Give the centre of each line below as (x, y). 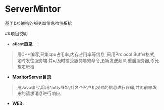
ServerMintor (33, 9)
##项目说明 (16, 33)
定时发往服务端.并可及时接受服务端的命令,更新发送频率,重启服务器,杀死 (88, 60)
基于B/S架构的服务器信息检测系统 (39, 23)
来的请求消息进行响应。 (41, 93)
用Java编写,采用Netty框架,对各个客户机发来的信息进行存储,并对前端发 (87, 87)
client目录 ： (25, 44)
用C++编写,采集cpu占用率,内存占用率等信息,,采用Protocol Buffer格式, (86, 54)
